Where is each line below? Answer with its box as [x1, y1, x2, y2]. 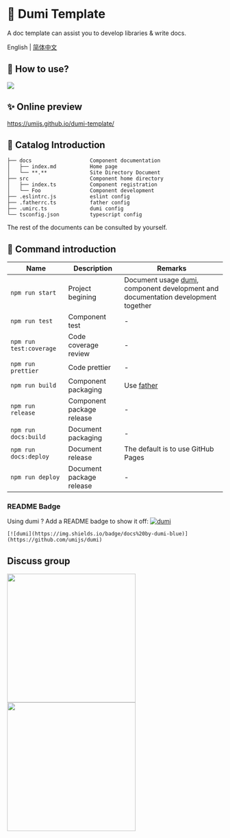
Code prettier [68, 363, 112, 373]
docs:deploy [10, 453, 50, 461]
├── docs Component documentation [7, 157, 161, 164]
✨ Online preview [7, 101, 83, 113]
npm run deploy [10, 474, 60, 481]
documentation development [124, 292, 217, 302]
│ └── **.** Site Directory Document [7, 170, 161, 176]
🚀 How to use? [7, 63, 70, 75]
